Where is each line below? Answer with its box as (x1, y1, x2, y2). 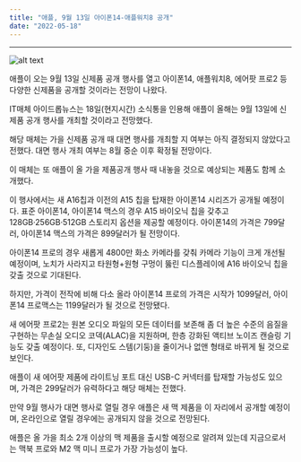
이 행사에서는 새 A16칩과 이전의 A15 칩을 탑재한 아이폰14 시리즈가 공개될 (9, 194, 262, 205)
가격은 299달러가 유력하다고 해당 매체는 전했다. (21, 382, 186, 393)
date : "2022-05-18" (9, 22, 82, 31)
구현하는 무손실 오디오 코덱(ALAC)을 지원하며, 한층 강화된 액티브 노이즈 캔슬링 (9, 329, 282, 341)
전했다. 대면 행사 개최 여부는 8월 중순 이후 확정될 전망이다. (9, 144, 212, 155)
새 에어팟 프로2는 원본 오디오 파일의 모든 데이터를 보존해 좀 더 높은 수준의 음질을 (9, 318, 288, 329)
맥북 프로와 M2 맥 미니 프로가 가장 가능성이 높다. (18, 443, 188, 454)
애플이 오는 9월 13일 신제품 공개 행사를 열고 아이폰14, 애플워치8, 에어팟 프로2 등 (9, 73, 288, 83)
